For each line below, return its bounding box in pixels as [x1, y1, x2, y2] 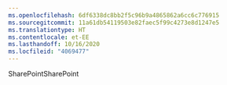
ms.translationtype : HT [8, 26, 86, 34]
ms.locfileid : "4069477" [8, 48, 90, 55]
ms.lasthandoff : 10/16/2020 [8, 41, 101, 48]
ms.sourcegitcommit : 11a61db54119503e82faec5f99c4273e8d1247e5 [8, 19, 220, 27]
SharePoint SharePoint [8, 69, 79, 78]
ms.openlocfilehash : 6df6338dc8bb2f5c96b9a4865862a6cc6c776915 [8, 11, 220, 19]
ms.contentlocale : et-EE [8, 33, 90, 41]
